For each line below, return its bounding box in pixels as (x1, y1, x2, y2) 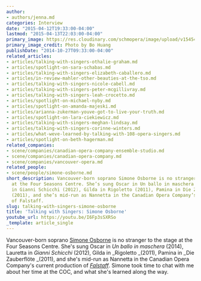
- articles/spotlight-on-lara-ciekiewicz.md (6, 114, 119, 120)
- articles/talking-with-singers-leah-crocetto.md (6, 92, 135, 98)
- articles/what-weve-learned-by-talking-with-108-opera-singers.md (6, 131, 181, 138)
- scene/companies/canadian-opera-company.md (6, 153, 121, 159)
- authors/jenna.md (6, 14, 55, 20)
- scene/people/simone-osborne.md (6, 170, 93, 176)
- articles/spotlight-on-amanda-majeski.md (6, 103, 117, 109)
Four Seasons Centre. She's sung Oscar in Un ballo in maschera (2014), (6, 243, 184, 250)
